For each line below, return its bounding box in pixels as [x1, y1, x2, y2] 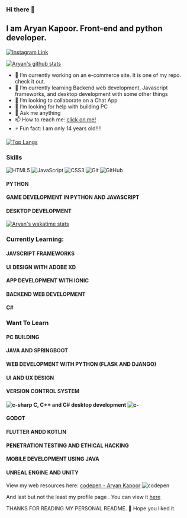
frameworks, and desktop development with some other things [14, 90, 168, 97]
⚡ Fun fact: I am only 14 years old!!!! [14, 124, 102, 132]
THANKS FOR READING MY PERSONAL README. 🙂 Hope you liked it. [6, 505, 176, 512]
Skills [6, 153, 22, 162]
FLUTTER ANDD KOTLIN [6, 428, 67, 435]
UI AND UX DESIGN [6, 374, 54, 381]
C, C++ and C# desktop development [33, 401, 127, 408]
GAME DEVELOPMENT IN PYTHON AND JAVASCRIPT [6, 194, 140, 201]
